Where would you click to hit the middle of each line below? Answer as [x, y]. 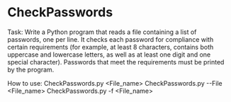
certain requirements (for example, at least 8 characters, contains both [111, 47]
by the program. [31, 69]
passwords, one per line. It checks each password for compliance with [111, 39]
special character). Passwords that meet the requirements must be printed [116, 62]
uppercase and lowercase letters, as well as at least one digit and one [109, 55]
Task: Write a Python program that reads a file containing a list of [102, 32]
